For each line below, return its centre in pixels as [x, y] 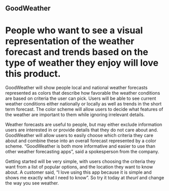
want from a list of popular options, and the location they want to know [79, 167]
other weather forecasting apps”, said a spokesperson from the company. [82, 152]
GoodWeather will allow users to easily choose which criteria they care [79, 135]
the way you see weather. [32, 183]
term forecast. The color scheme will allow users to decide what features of [84, 110]
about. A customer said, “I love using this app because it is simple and [78, 172]
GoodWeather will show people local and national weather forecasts [77, 88]
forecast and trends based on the [77, 52]
